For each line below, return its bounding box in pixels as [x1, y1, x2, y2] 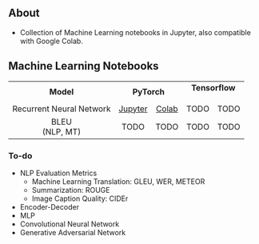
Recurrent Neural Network [12, 103, 111, 114]
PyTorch [132, 86, 165, 97]
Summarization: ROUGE [31, 185, 110, 194]
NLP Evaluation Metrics [19, 168, 98, 178]
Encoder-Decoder [19, 202, 80, 211]
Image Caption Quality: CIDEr [31, 194, 129, 203]
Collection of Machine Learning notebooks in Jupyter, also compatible [19, 27, 252, 37]
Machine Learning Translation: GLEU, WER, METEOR [31, 176, 205, 186]
